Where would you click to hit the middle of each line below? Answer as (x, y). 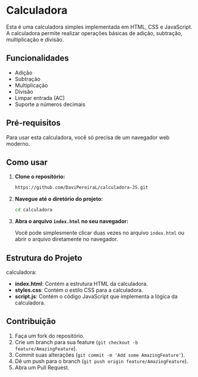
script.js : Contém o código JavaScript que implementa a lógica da (96, 296)
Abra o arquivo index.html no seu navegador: (72, 222)
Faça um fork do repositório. (50, 336)
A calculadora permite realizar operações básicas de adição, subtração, (94, 33)
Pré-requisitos (34, 123)
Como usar (27, 162)
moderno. (18, 144)
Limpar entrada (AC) (40, 98)
